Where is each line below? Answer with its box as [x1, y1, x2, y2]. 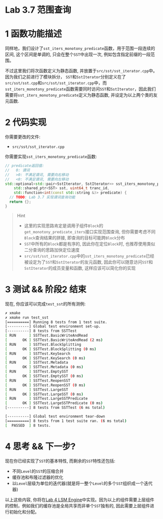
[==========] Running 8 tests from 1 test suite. [5, 320, 108, 324]
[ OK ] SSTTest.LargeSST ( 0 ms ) [5, 391, 83, 397]
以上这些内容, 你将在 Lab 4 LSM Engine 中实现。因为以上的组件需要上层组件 [5, 497, 154, 503]
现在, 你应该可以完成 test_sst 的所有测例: [5, 301, 86, 307]
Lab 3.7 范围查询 [5, 4, 71, 16]
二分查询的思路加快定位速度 [24, 247, 80, 253]
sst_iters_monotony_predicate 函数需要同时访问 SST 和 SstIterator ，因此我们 [5, 86, 156, 92]
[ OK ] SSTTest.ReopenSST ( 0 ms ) [5, 383, 86, 388]
